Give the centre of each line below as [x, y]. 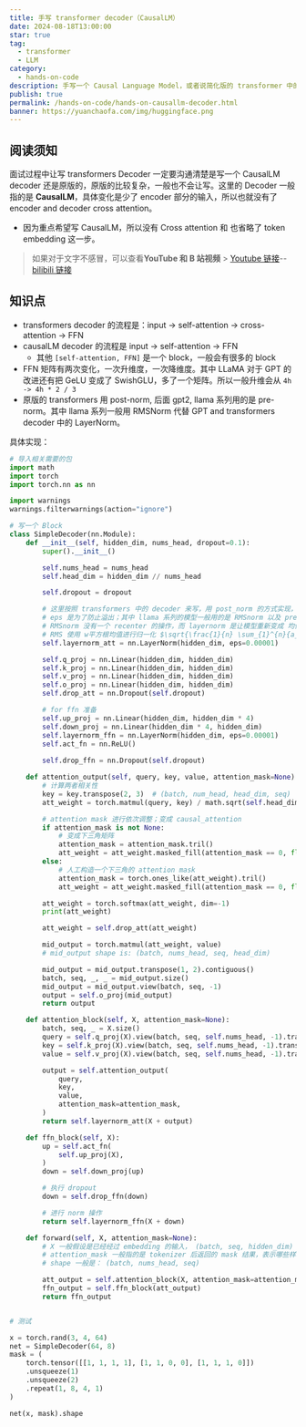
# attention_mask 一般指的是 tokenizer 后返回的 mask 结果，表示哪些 [166, 1255]
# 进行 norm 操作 [72, 1213]
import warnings [40, 501]
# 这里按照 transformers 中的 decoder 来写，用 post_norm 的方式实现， [170, 609]
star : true [30, 35]
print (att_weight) [77, 912]
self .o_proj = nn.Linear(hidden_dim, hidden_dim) [138, 685]
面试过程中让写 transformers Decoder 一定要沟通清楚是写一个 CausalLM [145, 174]
